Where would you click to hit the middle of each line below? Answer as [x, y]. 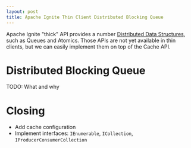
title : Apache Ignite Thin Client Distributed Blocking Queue [85, 17]
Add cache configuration [45, 127]
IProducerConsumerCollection [51, 140]
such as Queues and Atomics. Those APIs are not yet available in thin [91, 40]
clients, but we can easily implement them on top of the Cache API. [88, 46]
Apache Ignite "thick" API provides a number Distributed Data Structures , [96, 34]
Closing [26, 111]
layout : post [22, 12]
